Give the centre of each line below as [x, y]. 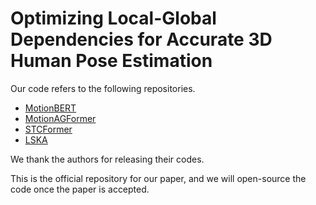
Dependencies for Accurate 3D [141, 39]
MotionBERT [50, 108]
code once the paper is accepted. [80, 189]
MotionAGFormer [60, 118]
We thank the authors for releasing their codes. [107, 159]
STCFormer [48, 129]
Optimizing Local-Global [113, 18]
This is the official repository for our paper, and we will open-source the [158, 178]
